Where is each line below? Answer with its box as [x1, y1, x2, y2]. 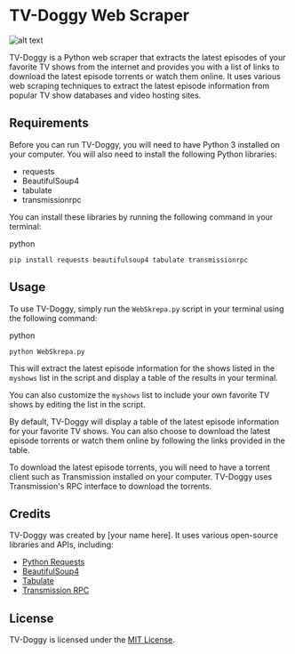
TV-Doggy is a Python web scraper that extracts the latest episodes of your [9, 52, 286, 62]
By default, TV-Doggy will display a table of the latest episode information [9, 416, 280, 427]
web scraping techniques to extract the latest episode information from [9, 80, 270, 91]
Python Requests [21, 557, 85, 568]
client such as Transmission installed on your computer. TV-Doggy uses [9, 471, 273, 481]
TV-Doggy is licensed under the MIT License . [9, 634, 176, 645]
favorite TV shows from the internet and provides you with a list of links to [9, 61, 280, 72]
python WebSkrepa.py [9, 347, 86, 356]
